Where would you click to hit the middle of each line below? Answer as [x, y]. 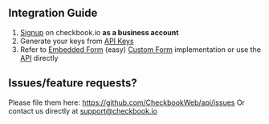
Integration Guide [53, 13]
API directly [39, 58]
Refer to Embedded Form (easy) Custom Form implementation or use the [140, 49]
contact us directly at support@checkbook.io [83, 110]
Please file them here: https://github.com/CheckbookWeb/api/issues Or [126, 102]
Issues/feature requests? [73, 83]
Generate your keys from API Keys [77, 41]
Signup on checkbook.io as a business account [99, 32]
